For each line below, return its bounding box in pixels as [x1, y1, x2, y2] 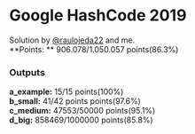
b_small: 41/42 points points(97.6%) [9, 96, 142, 106]
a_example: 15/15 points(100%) [9, 86, 124, 98]
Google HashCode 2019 [9, 5, 187, 26]
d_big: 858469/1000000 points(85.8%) [9, 114, 153, 125]
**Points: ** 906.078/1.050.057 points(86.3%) [9, 43, 179, 54]
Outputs [9, 66, 46, 78]
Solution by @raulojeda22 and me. [9, 35, 136, 45]
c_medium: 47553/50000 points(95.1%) [9, 106, 156, 116]
